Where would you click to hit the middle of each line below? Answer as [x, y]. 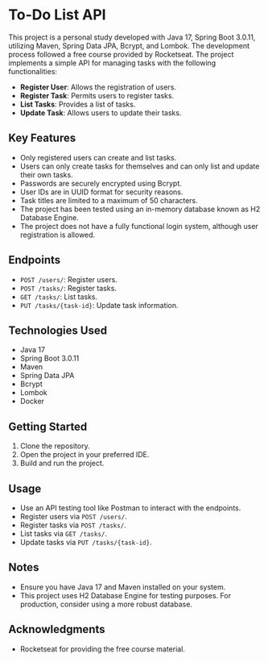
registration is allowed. [58, 235]
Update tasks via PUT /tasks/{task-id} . [86, 542]
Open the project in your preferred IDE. [85, 455]
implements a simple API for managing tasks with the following [112, 63]
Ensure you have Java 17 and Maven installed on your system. [123, 587]
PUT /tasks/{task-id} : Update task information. [99, 305]
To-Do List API [57, 15]
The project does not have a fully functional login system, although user [139, 226]
